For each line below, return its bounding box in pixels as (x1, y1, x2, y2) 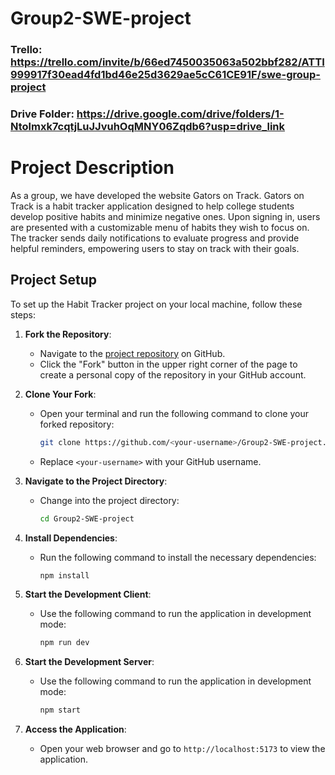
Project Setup (10, 272, 98, 289)
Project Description (10, 157, 175, 179)
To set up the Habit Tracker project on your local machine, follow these (10, 298, 303, 310)
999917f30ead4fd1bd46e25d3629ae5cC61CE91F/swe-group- (10, 68, 321, 82)
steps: (10, 308, 36, 321)
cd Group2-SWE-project (39, 513, 135, 524)
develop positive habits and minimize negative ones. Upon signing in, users (10, 210, 321, 222)
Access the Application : (24, 723, 127, 736)
